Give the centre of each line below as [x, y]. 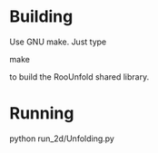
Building [41, 17]
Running [42, 114]
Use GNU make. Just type [58, 42]
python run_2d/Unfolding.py [62, 139]
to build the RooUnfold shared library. [79, 76]
